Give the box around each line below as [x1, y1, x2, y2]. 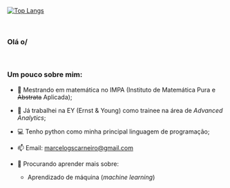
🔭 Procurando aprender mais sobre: [17, 159, 119, 168]
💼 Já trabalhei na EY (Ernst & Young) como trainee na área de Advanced [17, 106, 223, 114]
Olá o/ [7, 36, 28, 46]
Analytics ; [17, 114, 46, 122]
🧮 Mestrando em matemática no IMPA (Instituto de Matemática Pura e [17, 85, 216, 94]
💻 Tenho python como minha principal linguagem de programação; [17, 127, 210, 136]
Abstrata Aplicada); [17, 93, 73, 101]
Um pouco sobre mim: [7, 70, 83, 79]
